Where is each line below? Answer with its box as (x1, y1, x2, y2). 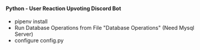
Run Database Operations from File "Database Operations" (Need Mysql (14, 24, 195, 32)
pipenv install (14, 18, 48, 25)
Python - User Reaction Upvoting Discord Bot (5, 5, 121, 12)
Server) (14, 30, 34, 38)
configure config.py (14, 37, 64, 44)
